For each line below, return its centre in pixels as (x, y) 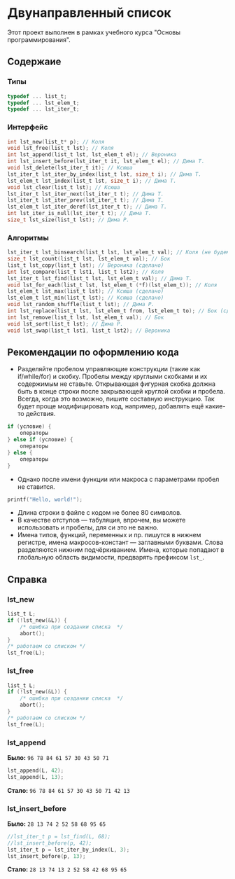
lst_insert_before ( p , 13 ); (47, 856)
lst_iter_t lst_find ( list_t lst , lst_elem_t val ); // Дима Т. (100, 278)
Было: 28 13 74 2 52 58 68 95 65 (57, 824)
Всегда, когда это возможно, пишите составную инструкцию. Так (116, 399)
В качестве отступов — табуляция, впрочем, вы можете (101, 520)
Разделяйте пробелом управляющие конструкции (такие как (109, 369)
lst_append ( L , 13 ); (36, 777)
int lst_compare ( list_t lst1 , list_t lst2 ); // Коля (86, 272)
